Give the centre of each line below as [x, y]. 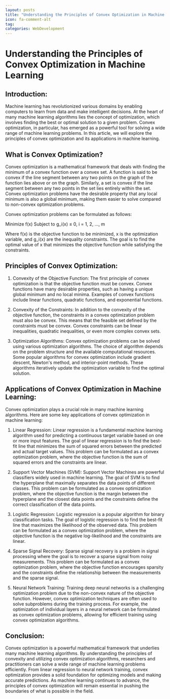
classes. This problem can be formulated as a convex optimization [82, 488]
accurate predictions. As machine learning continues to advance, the [77, 680]
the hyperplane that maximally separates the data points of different [83, 483]
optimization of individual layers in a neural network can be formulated [86, 609]
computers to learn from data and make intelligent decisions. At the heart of [84, 112]
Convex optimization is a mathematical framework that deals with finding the [85, 167]
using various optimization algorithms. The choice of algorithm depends [88, 346]
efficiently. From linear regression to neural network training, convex [77, 670]
